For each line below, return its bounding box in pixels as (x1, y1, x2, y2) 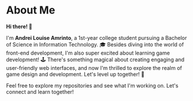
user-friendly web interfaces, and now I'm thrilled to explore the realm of (6, 64, 182, 71)
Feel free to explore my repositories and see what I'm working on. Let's (6, 82, 178, 89)
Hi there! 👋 (6, 23, 32, 30)
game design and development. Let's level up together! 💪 (6, 70, 145, 78)
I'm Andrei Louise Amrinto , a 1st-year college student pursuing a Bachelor (6, 34, 187, 41)
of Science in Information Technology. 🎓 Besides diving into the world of (6, 41, 184, 48)
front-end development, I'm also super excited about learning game (6, 49, 170, 56)
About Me (6, 4, 55, 17)
